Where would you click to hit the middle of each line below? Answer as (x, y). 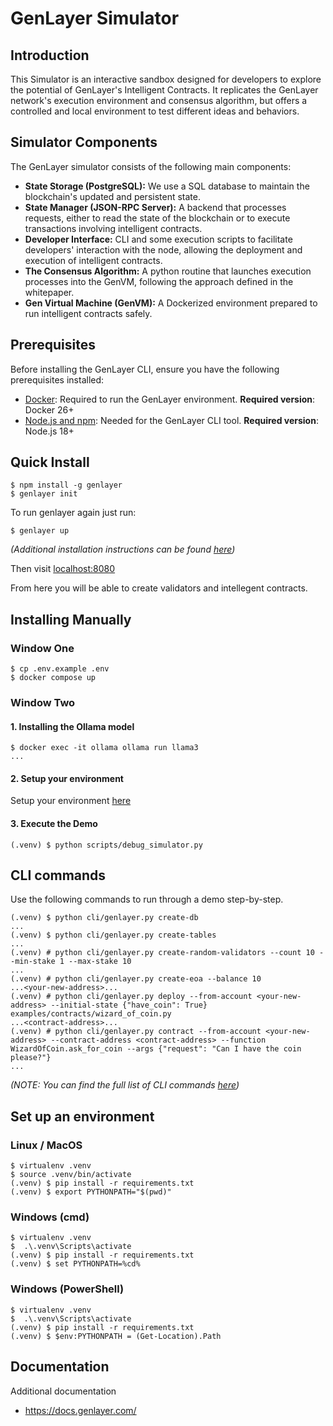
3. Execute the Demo (54, 824)
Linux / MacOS (46, 1145)
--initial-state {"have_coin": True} (129, 1005)
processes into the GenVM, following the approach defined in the (159, 281)
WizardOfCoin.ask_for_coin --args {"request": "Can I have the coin (156, 1049)
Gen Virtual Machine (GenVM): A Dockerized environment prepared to (171, 303)
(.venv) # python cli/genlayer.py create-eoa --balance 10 (136, 979)
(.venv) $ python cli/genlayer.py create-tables (113, 935)
